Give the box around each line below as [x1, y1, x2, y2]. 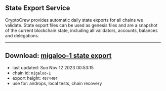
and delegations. [5, 32, 40, 38]
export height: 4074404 [12, 75, 58, 81]
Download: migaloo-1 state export [5, 52, 112, 60]
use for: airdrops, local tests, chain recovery [12, 80, 102, 86]
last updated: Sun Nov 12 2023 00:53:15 [12, 64, 94, 70]
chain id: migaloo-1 [12, 70, 51, 76]
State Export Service [5, 4, 70, 12]
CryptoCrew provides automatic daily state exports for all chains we [5, 17, 143, 23]
